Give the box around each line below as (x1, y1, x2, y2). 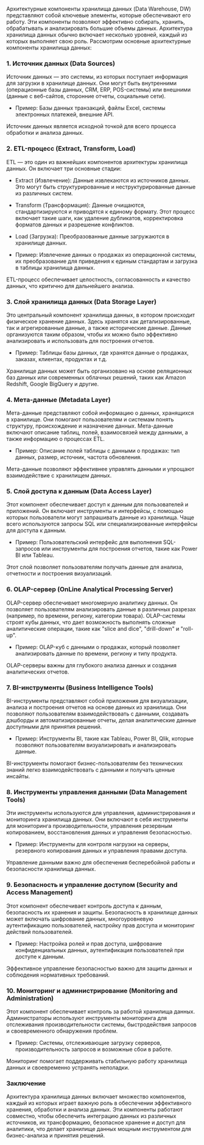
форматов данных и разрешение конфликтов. (15, 221, 135, 228)
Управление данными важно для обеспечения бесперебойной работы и (6, 859, 195, 866)
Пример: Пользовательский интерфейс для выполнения (15, 539, 163, 546)
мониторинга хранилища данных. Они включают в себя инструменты (6, 816, 188, 823)
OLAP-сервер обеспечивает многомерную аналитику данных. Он (6, 599, 178, 606)
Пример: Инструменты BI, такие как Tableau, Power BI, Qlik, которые (15, 735, 194, 742)
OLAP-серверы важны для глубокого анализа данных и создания (6, 661, 177, 669)
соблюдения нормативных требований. (6, 971, 110, 978)
